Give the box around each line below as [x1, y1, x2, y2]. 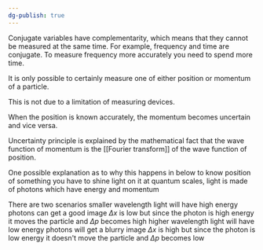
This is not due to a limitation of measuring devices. [8, 97, 175, 106]
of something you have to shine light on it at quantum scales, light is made [8, 176, 248, 186]
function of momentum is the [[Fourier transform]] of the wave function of [8, 144, 247, 153]
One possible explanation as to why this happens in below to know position [8, 167, 251, 177]
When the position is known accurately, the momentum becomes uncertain [8, 112, 251, 122]
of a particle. [8, 82, 49, 91]
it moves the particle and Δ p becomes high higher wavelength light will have [8, 216, 255, 226]
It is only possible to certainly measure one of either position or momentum [8, 73, 251, 83]
